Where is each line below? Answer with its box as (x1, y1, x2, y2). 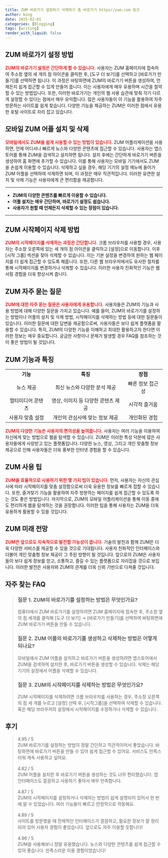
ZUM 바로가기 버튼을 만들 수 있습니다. (17, 621, 91, 628)
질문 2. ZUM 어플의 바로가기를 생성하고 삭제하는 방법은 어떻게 (17, 635, 157, 642)
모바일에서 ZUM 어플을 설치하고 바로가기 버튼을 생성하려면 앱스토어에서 (17, 655, 157, 661)
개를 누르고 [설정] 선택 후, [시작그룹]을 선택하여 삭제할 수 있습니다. (33, 700, 162, 706)
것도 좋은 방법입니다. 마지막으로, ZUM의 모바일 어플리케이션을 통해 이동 (10, 496, 150, 502)
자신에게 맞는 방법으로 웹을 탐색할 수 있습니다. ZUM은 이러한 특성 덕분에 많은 (5, 434, 155, 440)
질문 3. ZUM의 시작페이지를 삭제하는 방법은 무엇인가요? (17, 681, 143, 688)
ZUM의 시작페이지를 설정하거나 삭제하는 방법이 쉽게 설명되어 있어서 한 (17, 794, 154, 801)
